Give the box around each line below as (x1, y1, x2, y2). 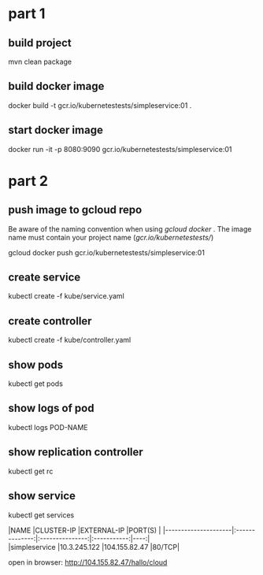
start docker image (8, 124, 104, 137)
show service (8, 489, 76, 503)
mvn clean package (8, 57, 72, 66)
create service (8, 271, 81, 284)
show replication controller (8, 446, 143, 459)
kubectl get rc (8, 466, 54, 476)
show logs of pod (8, 402, 94, 415)
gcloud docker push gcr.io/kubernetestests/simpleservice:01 (8, 247, 205, 257)
